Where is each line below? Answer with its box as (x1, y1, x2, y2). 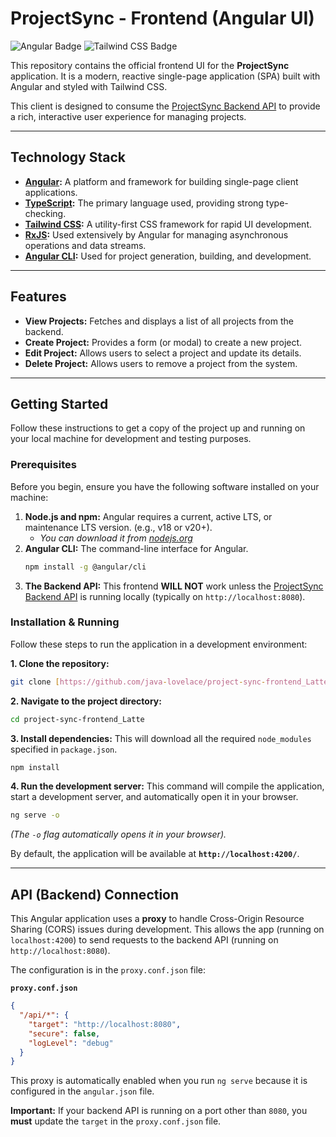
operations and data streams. (24, 239, 147, 251)
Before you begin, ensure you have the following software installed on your (10, 480, 320, 492)
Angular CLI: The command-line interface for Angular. (24, 542, 249, 554)
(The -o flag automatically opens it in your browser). (10, 828, 227, 841)
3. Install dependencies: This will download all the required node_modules (10, 732, 312, 744)
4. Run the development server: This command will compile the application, (10, 780, 325, 792)
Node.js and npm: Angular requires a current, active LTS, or (24, 510, 273, 522)
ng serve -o (10, 810, 60, 821)
